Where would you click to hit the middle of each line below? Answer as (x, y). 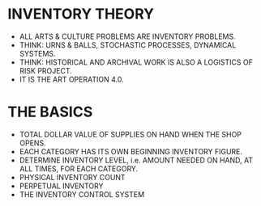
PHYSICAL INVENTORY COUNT (73, 177)
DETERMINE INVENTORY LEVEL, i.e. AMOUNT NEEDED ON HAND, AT (136, 160)
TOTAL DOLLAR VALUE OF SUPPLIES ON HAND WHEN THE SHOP (130, 134)
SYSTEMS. (37, 53)
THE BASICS (50, 112)
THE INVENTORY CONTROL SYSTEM (82, 194)
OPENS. (32, 143)
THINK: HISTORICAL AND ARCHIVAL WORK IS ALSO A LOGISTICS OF (136, 62)
